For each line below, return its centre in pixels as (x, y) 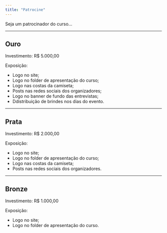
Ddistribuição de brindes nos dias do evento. (58, 102)
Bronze (17, 189)
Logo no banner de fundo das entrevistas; (55, 96)
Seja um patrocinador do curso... (39, 24)
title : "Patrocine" (25, 10)
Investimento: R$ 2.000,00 (32, 134)
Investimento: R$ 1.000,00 (32, 201)
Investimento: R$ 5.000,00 (32, 56)
